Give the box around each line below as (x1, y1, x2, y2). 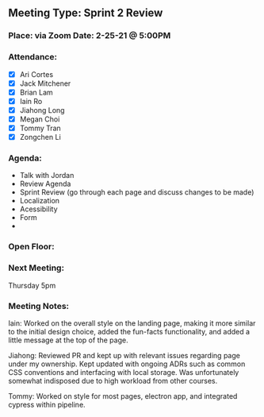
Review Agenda (19, 179, 71, 189)
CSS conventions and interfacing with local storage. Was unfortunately (8, 367, 239, 376)
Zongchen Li (19, 133, 61, 142)
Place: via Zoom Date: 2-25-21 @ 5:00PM (8, 30, 171, 41)
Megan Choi (19, 114, 60, 124)
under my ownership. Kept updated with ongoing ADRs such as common (8, 359, 246, 369)
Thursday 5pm (8, 280, 56, 290)
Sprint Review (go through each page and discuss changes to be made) (19, 187, 254, 197)
